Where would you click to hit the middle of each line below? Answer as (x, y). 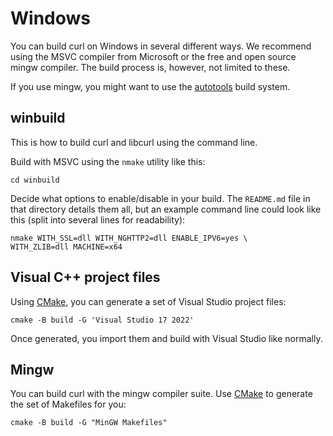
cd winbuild (35, 180)
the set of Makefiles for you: (68, 404)
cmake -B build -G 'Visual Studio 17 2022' (102, 320)
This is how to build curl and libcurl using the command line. (134, 142)
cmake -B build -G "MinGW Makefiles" (89, 423)
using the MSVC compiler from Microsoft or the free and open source (153, 56)
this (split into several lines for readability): (98, 219)
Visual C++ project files (85, 277)
